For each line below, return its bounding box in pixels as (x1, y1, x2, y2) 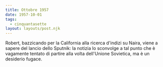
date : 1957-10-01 (5, 12, 42, 17)
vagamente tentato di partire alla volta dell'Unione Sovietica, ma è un (5, 51, 150, 57)
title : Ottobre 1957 (5, 7, 49, 13)
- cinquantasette (10, 21, 47, 27)
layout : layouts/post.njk (5, 26, 60, 31)
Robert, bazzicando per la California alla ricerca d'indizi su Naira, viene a (5, 40, 158, 46)
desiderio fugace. (5, 56, 42, 62)
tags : (5, 17, 17, 22)
